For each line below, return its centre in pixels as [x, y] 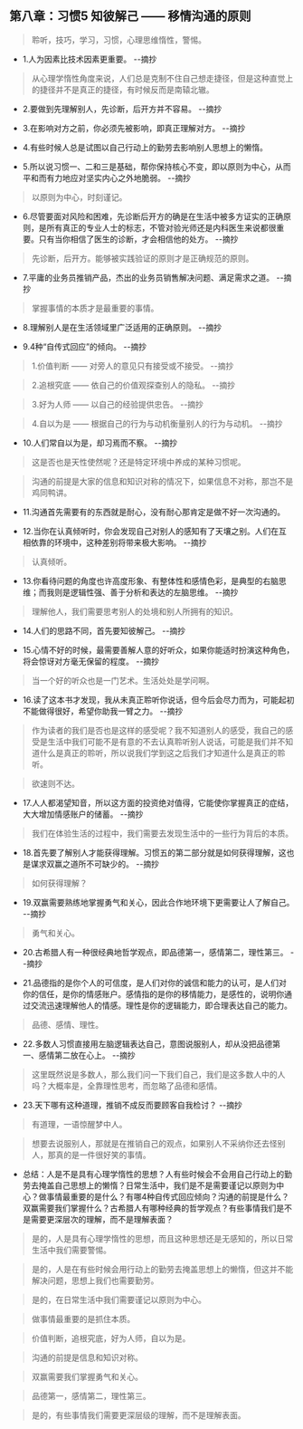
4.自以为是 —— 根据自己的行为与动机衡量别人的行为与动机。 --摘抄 [157, 423]
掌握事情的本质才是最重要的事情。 [95, 308]
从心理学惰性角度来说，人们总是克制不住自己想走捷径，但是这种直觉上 [162, 78]
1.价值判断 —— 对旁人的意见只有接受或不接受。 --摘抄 [133, 366]
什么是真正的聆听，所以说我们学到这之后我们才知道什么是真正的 [158, 753]
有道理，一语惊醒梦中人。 [79, 1124]
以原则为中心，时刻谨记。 [79, 197]
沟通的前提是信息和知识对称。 [87, 1357]
